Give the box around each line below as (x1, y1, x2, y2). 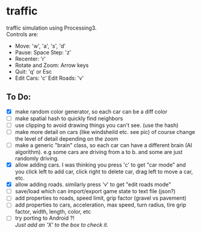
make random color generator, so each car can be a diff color (14, 107, 167, 115)
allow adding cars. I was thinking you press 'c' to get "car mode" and (14, 161, 187, 168)
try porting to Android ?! (14, 214, 75, 222)
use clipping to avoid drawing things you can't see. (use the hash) (14, 121, 179, 129)
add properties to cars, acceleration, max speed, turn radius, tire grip (14, 201, 187, 209)
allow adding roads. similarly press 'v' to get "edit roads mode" (14, 181, 172, 188)
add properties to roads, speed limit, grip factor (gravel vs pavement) (14, 194, 187, 202)
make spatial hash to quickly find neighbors (14, 115, 123, 122)
